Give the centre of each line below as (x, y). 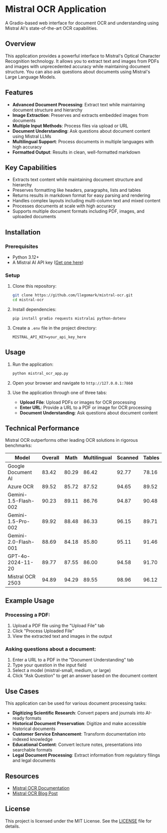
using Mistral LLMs (32, 136)
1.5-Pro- (19, 521)
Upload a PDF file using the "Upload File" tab (58, 626)
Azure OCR (21, 487)
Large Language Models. (31, 77)
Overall (51, 458)
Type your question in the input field (49, 665)
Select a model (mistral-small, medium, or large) (61, 670)
